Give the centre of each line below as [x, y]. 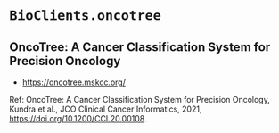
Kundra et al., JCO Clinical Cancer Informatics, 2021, [106, 109]
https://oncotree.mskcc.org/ [74, 82]
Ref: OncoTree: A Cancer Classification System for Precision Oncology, [139, 100]
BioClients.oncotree [86, 16]
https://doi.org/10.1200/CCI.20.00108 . [78, 118]
